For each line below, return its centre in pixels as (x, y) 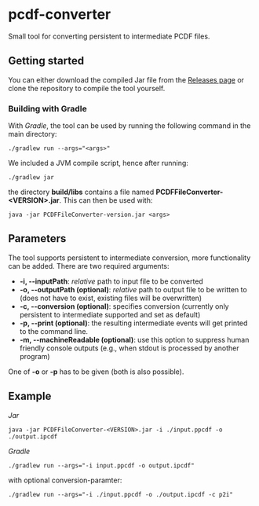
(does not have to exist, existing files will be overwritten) (111, 298)
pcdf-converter (60, 15)
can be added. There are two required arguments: (89, 266)
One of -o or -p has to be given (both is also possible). (96, 372)
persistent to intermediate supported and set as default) (110, 314)
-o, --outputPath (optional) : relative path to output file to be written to (133, 289)
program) (35, 356)
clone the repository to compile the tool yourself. (87, 88)
